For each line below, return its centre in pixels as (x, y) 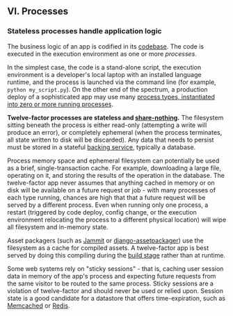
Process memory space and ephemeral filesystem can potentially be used (113, 160)
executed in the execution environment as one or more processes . (102, 53)
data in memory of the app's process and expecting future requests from (112, 276)
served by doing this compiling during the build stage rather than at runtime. (116, 255)
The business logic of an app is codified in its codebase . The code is (105, 46)
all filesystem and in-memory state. (58, 227)
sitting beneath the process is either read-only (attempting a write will (107, 125)
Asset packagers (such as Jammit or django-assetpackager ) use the (105, 240)
